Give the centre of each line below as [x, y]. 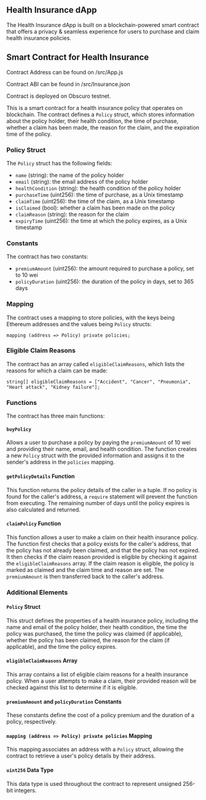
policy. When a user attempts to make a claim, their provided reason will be [101, 681]
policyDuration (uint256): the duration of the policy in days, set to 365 [104, 281]
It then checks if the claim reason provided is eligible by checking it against [101, 557]
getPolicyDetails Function [41, 476]
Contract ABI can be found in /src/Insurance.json [68, 84]
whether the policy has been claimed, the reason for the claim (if [88, 640]
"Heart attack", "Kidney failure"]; [53, 387]
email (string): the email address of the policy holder [82, 181]
